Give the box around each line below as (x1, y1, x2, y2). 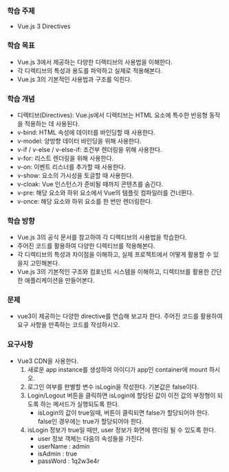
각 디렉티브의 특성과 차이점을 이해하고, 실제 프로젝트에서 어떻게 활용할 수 (17, 250, 212, 259)
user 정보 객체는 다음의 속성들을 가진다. (37, 434, 144, 442)
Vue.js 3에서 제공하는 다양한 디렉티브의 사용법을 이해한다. (17, 57, 173, 66)
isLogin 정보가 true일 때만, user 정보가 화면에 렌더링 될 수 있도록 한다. (27, 426, 217, 434)
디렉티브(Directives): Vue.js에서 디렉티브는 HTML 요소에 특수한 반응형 (17, 110, 208, 119)
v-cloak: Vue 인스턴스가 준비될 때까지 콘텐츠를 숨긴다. (17, 179, 164, 188)
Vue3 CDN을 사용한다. (17, 357, 79, 365)
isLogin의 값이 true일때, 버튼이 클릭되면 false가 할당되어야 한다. (37, 409, 210, 417)
